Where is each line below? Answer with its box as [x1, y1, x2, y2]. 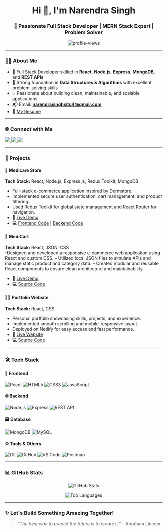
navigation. [12, 209, 36, 215]
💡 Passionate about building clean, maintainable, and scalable [12, 90, 140, 96]
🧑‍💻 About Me [5, 57, 37, 64]
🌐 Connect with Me [5, 125, 53, 132]
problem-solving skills [12, 85, 58, 91]
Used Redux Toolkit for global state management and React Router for [12, 204, 157, 210]
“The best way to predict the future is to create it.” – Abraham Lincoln [17, 520, 161, 527]
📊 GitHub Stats [5, 469, 43, 476]
